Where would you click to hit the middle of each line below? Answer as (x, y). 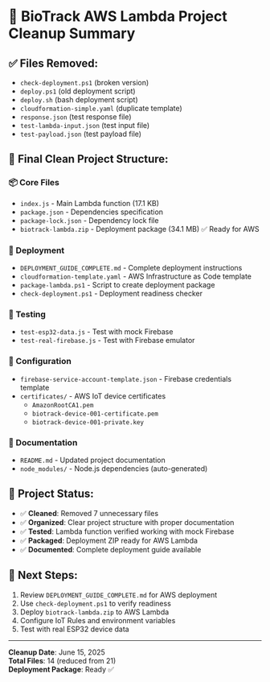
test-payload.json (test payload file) (81, 134)
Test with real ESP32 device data (75, 629)
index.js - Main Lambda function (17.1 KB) (89, 203)
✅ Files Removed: (53, 63)
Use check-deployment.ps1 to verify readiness (95, 603)
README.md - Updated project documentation (93, 460)
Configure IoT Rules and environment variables (98, 620)
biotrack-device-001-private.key (88, 422)
